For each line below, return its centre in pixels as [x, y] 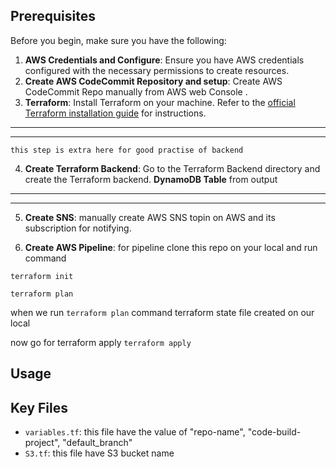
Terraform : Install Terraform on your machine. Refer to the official [160, 102]
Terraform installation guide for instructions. [115, 113]
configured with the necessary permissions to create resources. [157, 70]
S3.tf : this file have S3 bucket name [99, 453]
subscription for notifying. [78, 228]
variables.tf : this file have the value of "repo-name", [135, 432]
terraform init [42, 276]
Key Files [39, 407]
